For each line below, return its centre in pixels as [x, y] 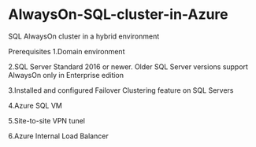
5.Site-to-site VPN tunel [46, 120]
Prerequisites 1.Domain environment [67, 51]
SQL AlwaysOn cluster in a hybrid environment [84, 36]
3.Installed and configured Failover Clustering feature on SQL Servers [121, 90]
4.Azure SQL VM [35, 105]
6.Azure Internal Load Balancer [58, 136]
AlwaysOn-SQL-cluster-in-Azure [118, 15]
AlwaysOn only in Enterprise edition [66, 75]
